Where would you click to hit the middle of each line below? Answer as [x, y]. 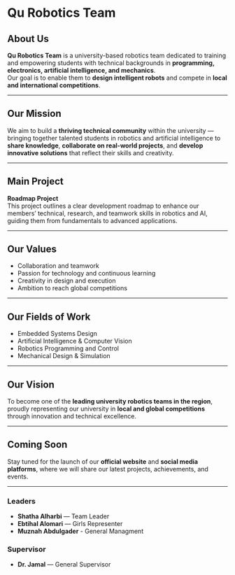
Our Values [32, 249]
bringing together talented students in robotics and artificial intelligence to [114, 138]
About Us [28, 39]
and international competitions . [54, 85]
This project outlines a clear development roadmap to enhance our [103, 206]
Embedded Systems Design [57, 334]
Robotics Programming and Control [68, 348]
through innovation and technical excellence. [72, 416]
